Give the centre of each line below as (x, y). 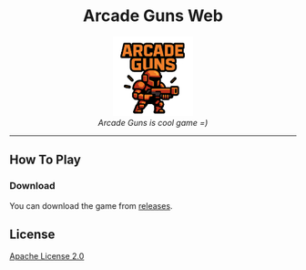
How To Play (46, 160)
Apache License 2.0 (47, 256)
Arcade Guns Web (153, 16)
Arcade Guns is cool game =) (153, 122)
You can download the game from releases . (91, 205)
